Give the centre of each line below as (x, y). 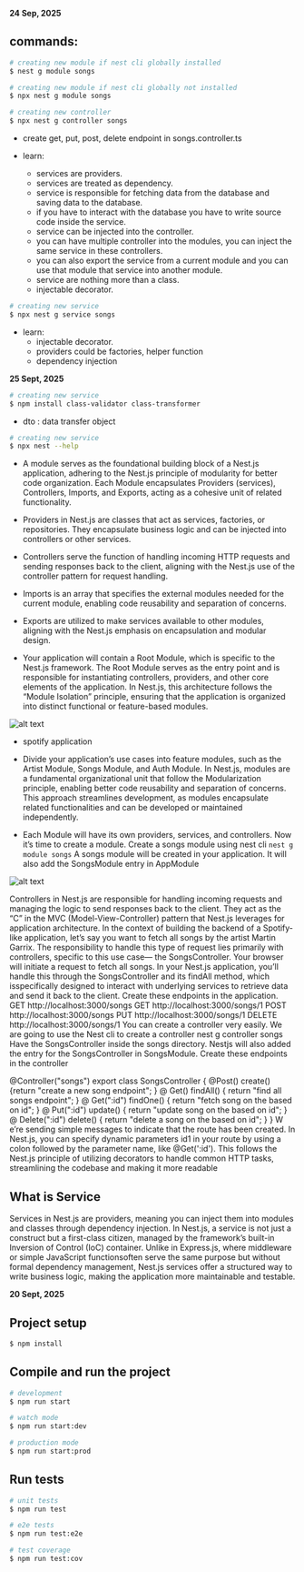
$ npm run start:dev (49, 1426)
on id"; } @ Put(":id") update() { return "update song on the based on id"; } (148, 1110)
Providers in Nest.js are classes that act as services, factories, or (144, 520)
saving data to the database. (89, 203)
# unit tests (34, 1500)
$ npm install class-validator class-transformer (105, 404)
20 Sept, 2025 (37, 1295)
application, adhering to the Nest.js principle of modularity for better (150, 473)
